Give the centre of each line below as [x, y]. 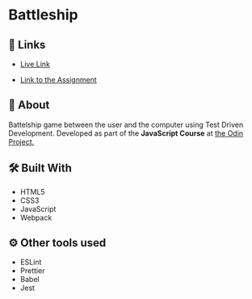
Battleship [43, 15]
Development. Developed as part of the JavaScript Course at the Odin [126, 133]
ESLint [31, 262]
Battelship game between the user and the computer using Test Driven [126, 124]
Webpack [36, 217]
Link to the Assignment [58, 80]
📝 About [29, 105]
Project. [21, 141]
